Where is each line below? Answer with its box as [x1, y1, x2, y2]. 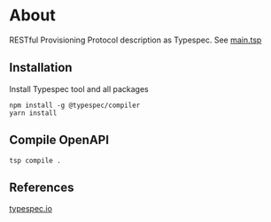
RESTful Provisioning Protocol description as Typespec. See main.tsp [9, 34, 262, 45]
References [9, 180, 74, 195]
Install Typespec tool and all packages [9, 83, 149, 94]
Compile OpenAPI [9, 133, 109, 148]
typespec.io [9, 203, 53, 214]
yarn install [9, 108, 58, 118]
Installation [9, 60, 73, 75]
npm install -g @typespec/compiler [9, 101, 141, 110]
